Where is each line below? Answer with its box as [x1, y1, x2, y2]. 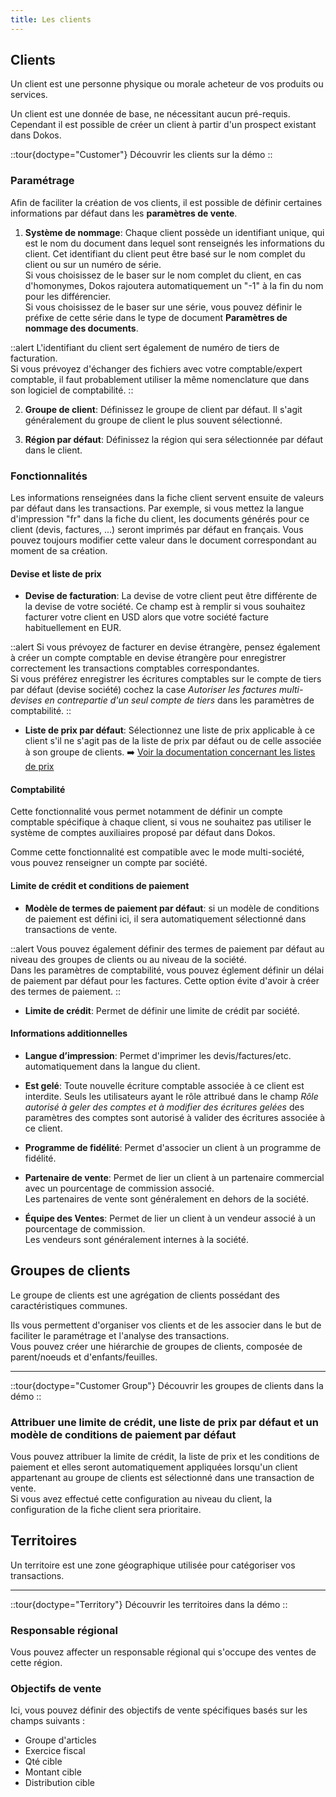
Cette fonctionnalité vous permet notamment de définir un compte [10, 806, 283, 818]
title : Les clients [10, 14, 92, 25]
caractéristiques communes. [10, 1299, 128, 1311]
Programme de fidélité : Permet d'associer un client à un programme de [24, 1141, 322, 1153]
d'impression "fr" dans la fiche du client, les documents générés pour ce [10, 513, 310, 525]
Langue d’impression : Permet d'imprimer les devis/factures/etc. [24, 1049, 292, 1061]
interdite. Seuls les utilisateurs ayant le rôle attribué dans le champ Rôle [24, 1090, 319, 1102]
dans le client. [24, 444, 83, 456]
